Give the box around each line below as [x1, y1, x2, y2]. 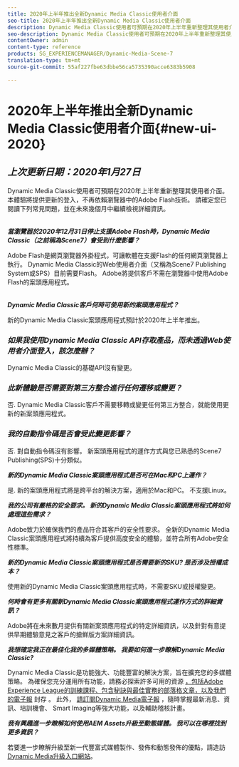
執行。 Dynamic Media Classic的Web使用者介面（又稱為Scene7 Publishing [7, 259, 226, 268]
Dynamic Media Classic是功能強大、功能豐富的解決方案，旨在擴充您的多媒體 [7, 668, 232, 676]
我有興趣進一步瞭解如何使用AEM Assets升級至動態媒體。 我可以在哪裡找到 [7, 719, 226, 727]
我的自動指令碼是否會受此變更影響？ [7, 429, 132, 439]
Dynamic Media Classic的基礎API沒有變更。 [7, 363, 137, 371]
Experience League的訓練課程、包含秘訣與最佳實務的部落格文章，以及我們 [7, 686, 226, 694]
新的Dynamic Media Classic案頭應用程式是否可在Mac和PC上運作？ [7, 470, 208, 479]
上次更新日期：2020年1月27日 [7, 166, 141, 178]
